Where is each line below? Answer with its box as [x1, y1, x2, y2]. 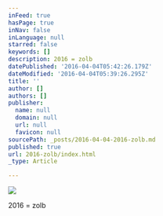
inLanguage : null [8, 33, 65, 42]
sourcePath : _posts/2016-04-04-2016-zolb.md [8, 135, 156, 144]
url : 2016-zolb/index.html [8, 150, 96, 158]
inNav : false [8, 26, 51, 34]
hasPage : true [8, 19, 55, 27]
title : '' [8, 77, 41, 85]
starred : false [8, 41, 58, 49]
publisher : [8, 99, 44, 107]
